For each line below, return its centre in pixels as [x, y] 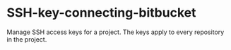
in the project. [27, 39]
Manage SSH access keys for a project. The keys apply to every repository [115, 32]
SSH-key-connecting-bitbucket [101, 13]
